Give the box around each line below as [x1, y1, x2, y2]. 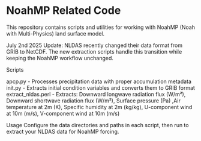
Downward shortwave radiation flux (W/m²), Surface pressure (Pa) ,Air [6, 97, 181, 104]
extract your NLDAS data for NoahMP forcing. [6, 128, 119, 135]
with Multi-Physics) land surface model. [6, 30, 105, 37]
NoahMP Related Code [6, 4, 121, 17]
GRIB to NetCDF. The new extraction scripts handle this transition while [6, 48, 182, 55]
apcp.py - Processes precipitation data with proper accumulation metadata [6, 78, 192, 85]
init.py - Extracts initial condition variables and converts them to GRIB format [6, 84, 195, 91]
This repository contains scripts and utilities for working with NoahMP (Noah [6, 23, 195, 31]
